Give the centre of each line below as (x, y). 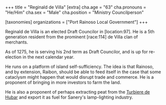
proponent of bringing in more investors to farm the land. (63, 82)
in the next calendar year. (49, 57)
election (13, 57)
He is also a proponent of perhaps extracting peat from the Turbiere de (78, 92)
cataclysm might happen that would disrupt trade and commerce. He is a (80, 77)
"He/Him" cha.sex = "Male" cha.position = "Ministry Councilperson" (75, 12)
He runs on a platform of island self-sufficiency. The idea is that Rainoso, (80, 67)
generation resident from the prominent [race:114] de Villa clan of (72, 37)
